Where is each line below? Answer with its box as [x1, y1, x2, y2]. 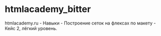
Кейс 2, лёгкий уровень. [5, 25, 58, 31]
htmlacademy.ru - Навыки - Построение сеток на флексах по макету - [5, 20, 156, 26]
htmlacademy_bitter [5, 3, 91, 15]
